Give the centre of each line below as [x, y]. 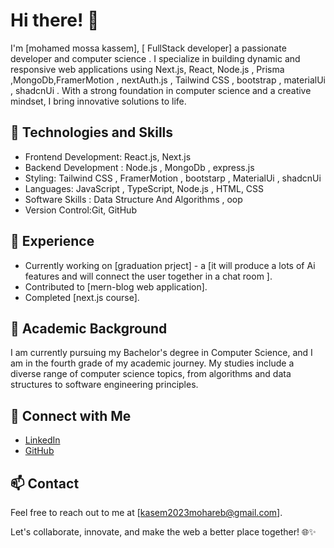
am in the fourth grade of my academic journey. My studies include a [152, 363]
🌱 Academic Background [89, 328]
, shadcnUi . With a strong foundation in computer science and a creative [161, 90]
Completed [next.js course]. [82, 297]
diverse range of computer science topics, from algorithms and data [151, 374]
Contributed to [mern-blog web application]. [116, 286]
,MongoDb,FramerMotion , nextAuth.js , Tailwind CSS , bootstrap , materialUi [168, 80]
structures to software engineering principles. [104, 385]
